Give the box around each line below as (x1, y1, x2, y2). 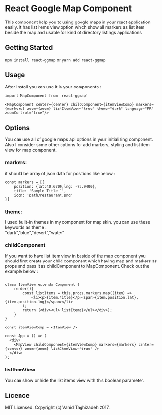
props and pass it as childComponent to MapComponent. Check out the (5, 263, 150, 269)
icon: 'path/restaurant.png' (14, 193, 73, 197)
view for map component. (5, 147, 57, 153)
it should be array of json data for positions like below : (5, 170, 116, 176)
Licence (5, 392, 30, 400)
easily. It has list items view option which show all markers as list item (5, 24, 145, 30)
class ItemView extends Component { (5, 282, 80, 287)
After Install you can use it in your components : (5, 84, 101, 89)
